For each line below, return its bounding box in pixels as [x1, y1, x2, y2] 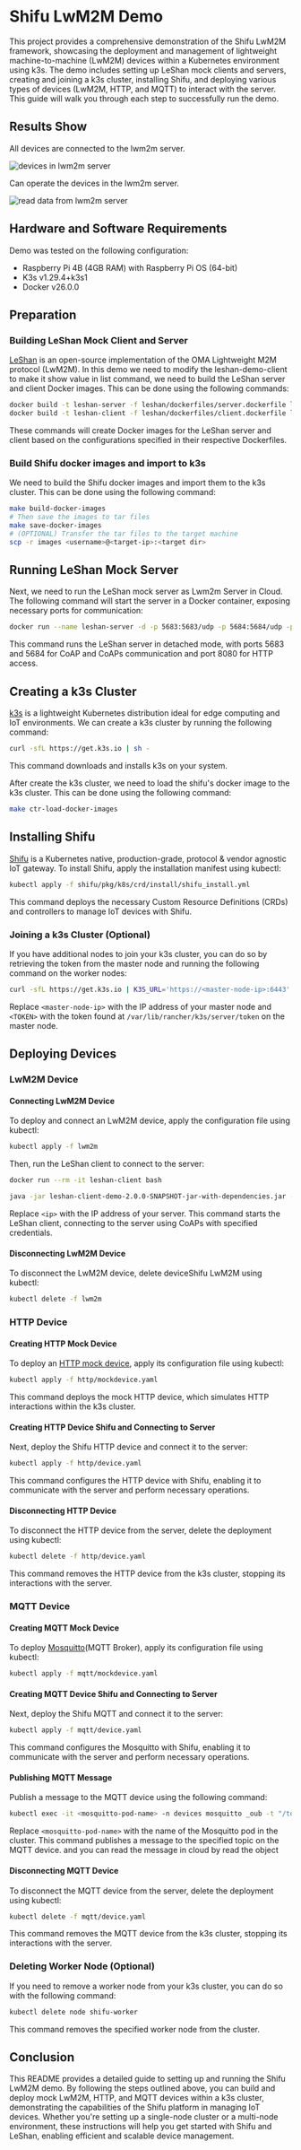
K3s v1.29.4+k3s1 [21, 272, 88, 283]
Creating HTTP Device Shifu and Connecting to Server [9, 1422, 216, 1432]
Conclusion [9, 2050, 75, 2065]
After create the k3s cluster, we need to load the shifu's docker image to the [9, 778, 290, 788]
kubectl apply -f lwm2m [9, 1142, 99, 1152]
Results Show [9, 119, 88, 135]
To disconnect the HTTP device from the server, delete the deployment [9, 1525, 272, 1536]
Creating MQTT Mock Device [9, 1622, 119, 1633]
